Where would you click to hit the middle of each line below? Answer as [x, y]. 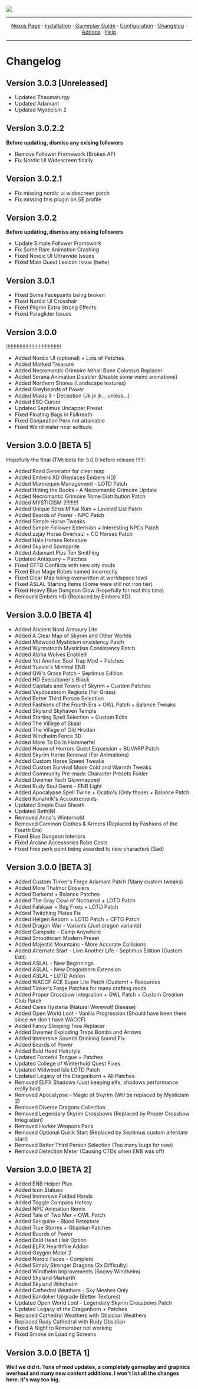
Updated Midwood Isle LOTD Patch [57, 1069]
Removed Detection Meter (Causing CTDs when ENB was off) [90, 1151]
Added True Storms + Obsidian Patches [63, 1228]
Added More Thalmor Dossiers [52, 887]
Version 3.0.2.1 [34, 179]
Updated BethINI [35, 811]
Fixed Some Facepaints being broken [60, 295]
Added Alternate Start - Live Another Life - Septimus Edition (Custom [98, 951]
